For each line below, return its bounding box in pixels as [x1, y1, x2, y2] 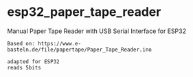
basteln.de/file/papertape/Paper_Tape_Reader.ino [7, 46, 152, 53]
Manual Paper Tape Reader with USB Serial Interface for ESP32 [7, 27, 187, 35]
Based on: [7, 40, 36, 47]
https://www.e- [37, 40, 81, 47]
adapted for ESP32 [7, 58, 60, 65]
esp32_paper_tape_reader [7, 4, 161, 20]
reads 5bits [7, 64, 41, 71]
